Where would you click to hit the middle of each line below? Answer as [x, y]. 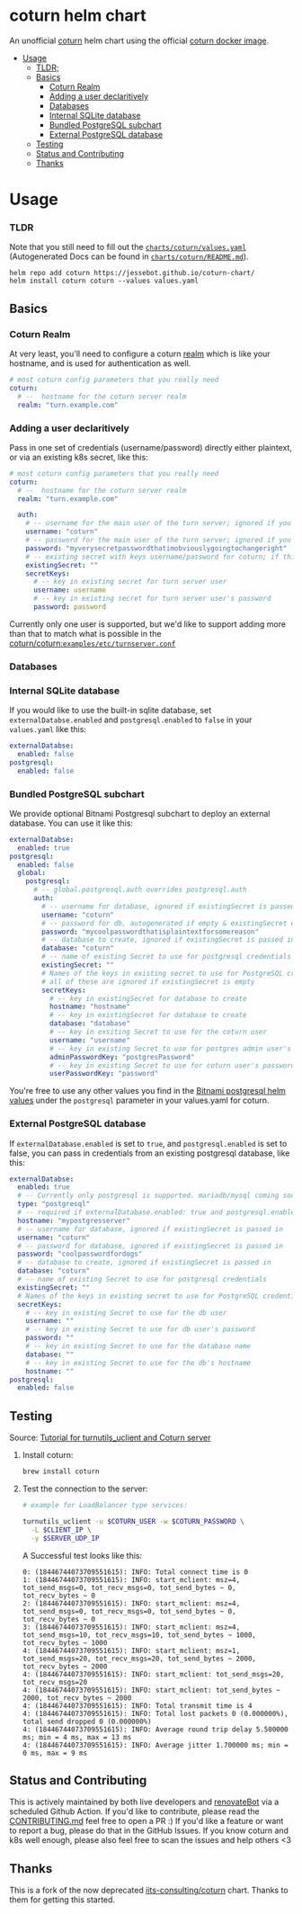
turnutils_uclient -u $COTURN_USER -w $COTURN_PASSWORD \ [133, 1521]
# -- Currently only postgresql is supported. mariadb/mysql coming [148, 1196]
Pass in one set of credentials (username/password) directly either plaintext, [151, 447]
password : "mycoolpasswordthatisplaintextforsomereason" [150, 932]
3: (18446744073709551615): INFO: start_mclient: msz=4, [131, 1627]
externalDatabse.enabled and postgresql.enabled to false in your [131, 720]
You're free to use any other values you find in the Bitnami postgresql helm [147, 1091]
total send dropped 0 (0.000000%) [87, 1722]
